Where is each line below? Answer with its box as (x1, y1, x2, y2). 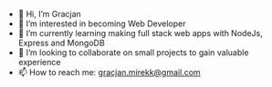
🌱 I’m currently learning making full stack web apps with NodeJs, (17, 28, 263, 38)
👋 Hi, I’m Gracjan (17, 9, 82, 19)
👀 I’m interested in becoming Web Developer (17, 18, 186, 29)
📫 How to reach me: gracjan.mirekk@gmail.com (17, 67, 201, 77)
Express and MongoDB (17, 37, 105, 48)
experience (17, 57, 61, 67)
